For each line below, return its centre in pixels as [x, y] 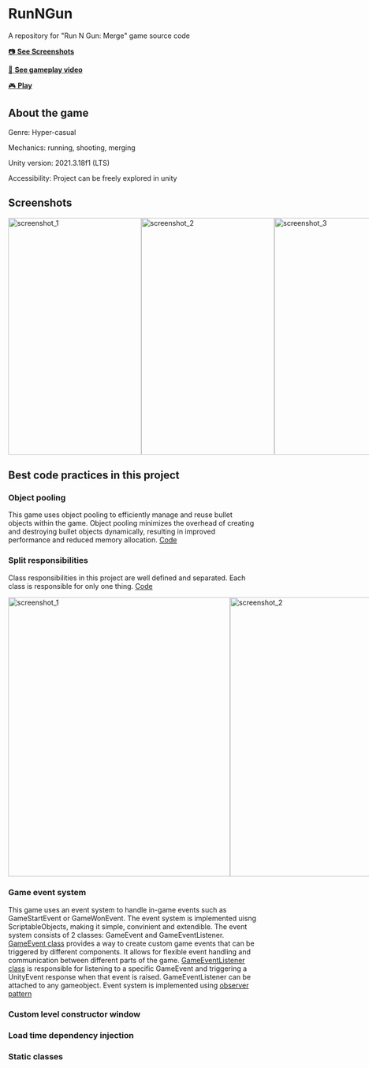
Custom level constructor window [74, 1014]
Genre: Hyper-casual [42, 132]
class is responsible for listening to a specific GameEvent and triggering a [128, 969]
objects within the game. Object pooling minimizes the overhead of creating [131, 523]
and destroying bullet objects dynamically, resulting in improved [112, 532]
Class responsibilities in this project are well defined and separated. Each [127, 578]
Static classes [35, 1056]
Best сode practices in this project [94, 475]
